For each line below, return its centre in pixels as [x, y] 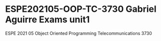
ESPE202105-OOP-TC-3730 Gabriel [81, 9]
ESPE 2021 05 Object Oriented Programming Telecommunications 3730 [79, 33]
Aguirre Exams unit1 [47, 20]
